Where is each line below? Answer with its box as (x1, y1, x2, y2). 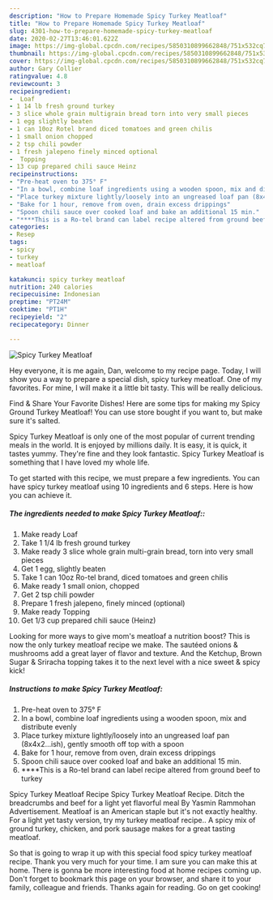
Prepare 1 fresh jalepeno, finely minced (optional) (20, 598, 186, 608)
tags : (9, 238, 28, 246)
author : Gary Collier (9, 65, 83, 73)
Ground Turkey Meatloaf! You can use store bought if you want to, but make (9, 407, 262, 417)
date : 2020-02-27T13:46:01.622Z (9, 34, 118, 43)
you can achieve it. (9, 490, 72, 499)
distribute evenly (20, 722, 78, 731)
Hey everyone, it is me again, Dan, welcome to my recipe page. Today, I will (9, 366, 262, 375)
